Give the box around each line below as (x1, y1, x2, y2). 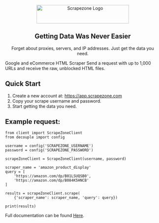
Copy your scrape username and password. (12, 98, 102, 104)
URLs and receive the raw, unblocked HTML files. (5, 65, 105, 71)
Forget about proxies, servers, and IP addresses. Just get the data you (11, 45, 154, 51)
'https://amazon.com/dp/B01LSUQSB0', (14, 174, 92, 179)
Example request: (5, 117, 61, 126)
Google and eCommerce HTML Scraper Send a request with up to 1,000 (5, 60, 151, 66)
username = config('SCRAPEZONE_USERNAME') (5, 144, 94, 149)
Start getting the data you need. (12, 103, 77, 109)
